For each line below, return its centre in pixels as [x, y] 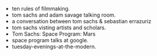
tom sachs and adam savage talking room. [64, 15]
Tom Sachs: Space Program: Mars [54, 34]
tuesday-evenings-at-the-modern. [54, 46]
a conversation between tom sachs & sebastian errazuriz [81, 21]
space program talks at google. [50, 40]
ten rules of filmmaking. [41, 9]
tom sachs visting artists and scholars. [59, 27]
